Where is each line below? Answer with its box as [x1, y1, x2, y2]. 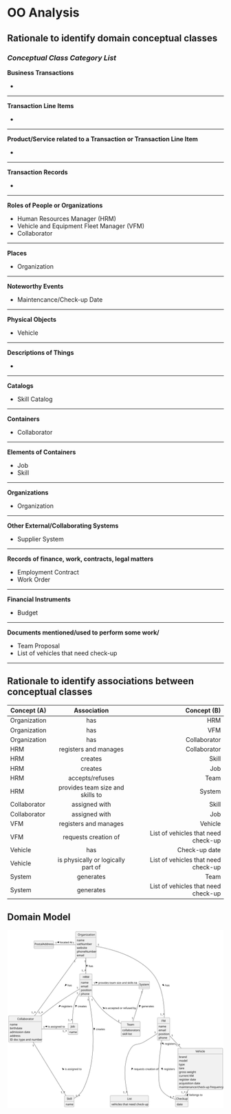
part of [81, 863, 101, 871]
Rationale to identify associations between [7, 675, 195, 687]
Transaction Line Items [7, 101, 74, 110]
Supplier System [16, 535, 64, 543]
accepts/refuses [68, 774, 115, 782]
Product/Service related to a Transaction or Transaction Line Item [7, 134, 198, 143]
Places [7, 249, 27, 257]
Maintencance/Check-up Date [16, 295, 103, 304]
